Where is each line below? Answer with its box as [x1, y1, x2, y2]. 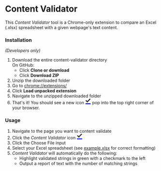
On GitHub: [12, 62, 35, 68]
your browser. [12, 105, 40, 111]
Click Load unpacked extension [12, 88, 76, 94]
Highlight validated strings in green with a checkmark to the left [19, 155, 146, 161]
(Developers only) [5, 47, 41, 54]
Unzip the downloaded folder [12, 78, 71, 83]
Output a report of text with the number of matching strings [19, 160, 138, 166]
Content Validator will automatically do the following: [12, 150, 117, 156]
